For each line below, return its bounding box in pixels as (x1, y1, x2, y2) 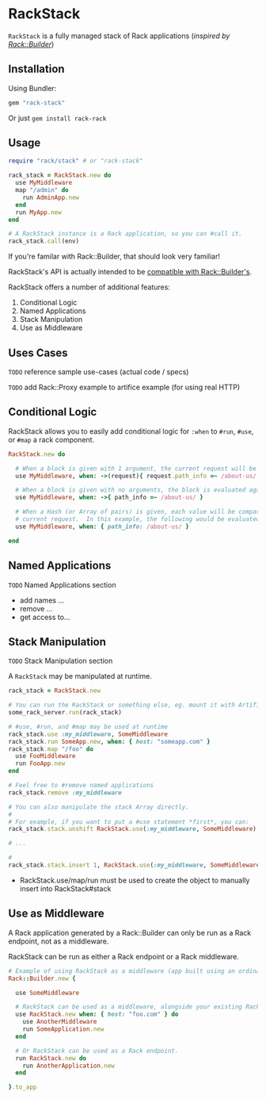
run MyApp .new (15, 208, 62, 216)
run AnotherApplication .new (22, 1062, 115, 1070)
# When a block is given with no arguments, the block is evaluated (15, 486, 246, 494)
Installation (8, 63, 65, 76)
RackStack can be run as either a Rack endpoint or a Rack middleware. (8, 952, 240, 961)
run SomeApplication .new (22, 1025, 104, 1033)
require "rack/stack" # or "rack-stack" (8, 157, 144, 165)
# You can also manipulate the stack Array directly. (8, 802, 190, 811)
